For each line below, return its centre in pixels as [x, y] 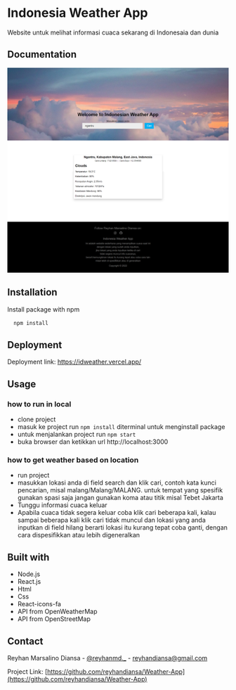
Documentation [42, 55]
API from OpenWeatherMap [57, 612]
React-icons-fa [39, 604]
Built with [28, 557]
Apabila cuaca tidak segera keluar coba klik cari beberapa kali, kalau [117, 513]
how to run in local [39, 404]
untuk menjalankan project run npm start [77, 435]
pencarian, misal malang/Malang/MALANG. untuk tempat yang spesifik [120, 490]
